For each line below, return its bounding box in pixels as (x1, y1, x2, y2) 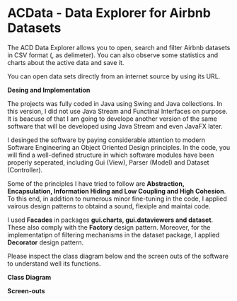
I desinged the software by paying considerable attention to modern (7, 136, 206, 144)
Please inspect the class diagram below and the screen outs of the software (7, 252, 229, 260)
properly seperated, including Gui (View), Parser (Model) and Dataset (7, 158, 210, 167)
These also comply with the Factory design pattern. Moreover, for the (7, 223, 211, 231)
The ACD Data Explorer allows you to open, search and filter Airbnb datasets (7, 43, 231, 52)
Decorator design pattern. (7, 238, 83, 247)
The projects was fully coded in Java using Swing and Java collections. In (7, 99, 223, 107)
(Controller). (7, 165, 43, 174)
